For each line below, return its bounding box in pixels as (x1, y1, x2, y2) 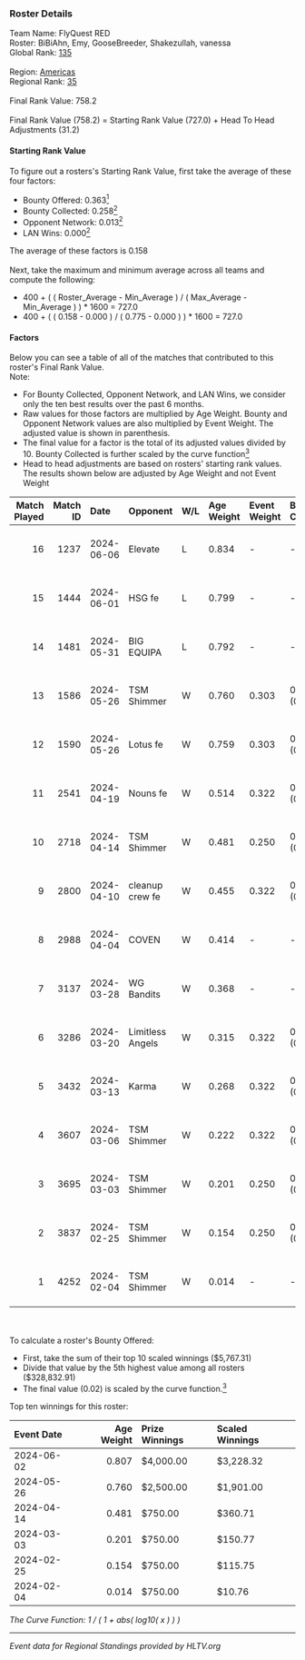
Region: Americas (9, 66, 75, 77)
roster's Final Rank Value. (9, 362, 104, 373)
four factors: (9, 175, 56, 186)
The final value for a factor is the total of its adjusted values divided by (22, 437, 286, 448)
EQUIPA (128, 646, 162, 659)
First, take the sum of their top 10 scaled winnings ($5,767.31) (22, 1352, 252, 1363)
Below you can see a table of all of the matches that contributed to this (9, 353, 274, 363)
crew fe (128, 890, 161, 902)
